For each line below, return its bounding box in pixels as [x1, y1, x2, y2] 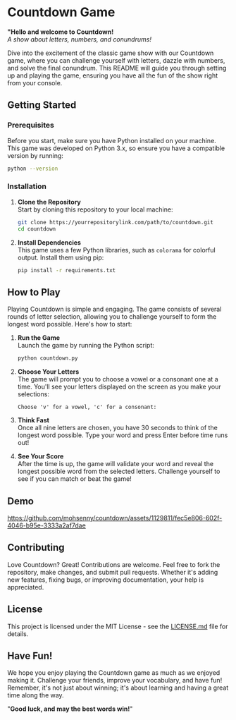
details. [7, 629, 29, 638]
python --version [7, 165, 58, 172]
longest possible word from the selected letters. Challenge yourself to [17, 467, 221, 476]
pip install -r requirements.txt [17, 267, 116, 274]
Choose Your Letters [17, 367, 80, 376]
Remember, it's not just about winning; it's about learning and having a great [7, 683, 229, 692]
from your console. [7, 78, 63, 87]
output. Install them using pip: [17, 253, 104, 262]
